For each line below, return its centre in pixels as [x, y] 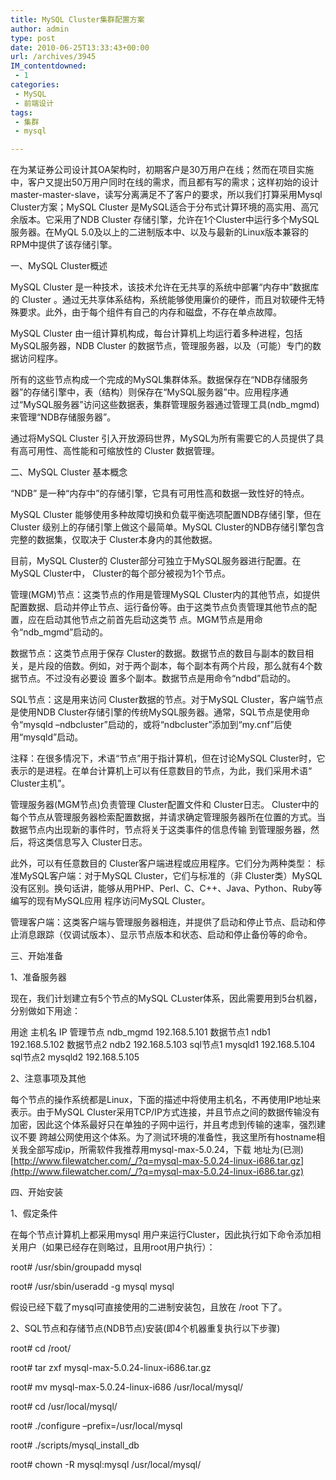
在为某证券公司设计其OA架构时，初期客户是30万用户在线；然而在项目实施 [162, 170]
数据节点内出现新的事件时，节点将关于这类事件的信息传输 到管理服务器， [160, 830]
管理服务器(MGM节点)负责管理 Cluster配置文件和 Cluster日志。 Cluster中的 [165, 805]
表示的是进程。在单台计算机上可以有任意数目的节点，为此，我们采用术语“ [161, 771]
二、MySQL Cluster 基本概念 [69, 472]
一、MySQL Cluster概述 [59, 266]
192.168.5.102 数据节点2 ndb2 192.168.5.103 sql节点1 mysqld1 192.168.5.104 [163, 1045]
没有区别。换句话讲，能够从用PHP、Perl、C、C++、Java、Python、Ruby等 [166, 888]
